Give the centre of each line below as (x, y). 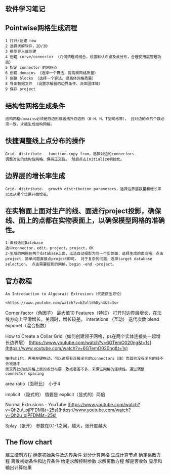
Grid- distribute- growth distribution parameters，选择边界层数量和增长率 (83, 189)
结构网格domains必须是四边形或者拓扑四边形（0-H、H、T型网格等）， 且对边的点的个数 (83, 119)
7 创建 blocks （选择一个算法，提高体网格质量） (51, 78)
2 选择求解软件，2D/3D (27, 46)
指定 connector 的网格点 (34, 68)
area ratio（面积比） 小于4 (33, 384)
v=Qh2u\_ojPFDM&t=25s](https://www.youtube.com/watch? (68, 410)
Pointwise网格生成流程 (41, 28)
